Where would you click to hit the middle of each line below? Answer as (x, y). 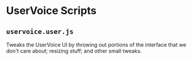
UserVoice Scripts (52, 11)
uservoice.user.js (40, 31)
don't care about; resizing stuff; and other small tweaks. (74, 51)
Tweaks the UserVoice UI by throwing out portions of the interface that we (96, 45)
